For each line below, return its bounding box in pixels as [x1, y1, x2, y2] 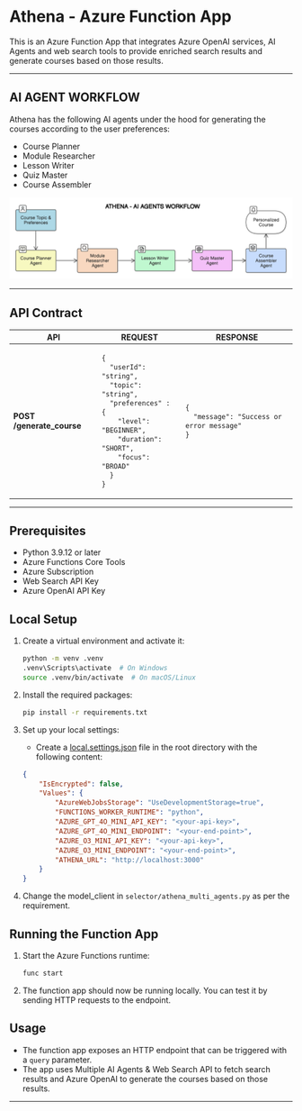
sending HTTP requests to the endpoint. [22, 994, 172, 1006]
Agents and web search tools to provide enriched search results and [9, 45, 263, 56]
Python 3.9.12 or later [22, 547, 102, 558]
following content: [35, 751, 103, 762]
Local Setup [9, 611, 78, 627]
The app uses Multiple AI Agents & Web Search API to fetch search [22, 1063, 271, 1074]
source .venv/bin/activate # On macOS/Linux [22, 673, 196, 682]
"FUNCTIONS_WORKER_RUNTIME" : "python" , [55, 808, 205, 817]
